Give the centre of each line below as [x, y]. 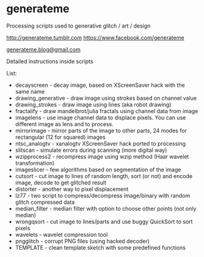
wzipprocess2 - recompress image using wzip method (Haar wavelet [102, 156]
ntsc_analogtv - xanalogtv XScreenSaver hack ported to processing [100, 143]
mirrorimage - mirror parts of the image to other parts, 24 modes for [101, 130]
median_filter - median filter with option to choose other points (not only [106, 208]
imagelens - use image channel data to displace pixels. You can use [100, 117]
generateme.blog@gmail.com [44, 49]
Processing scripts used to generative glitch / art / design [78, 26]
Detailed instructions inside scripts [50, 61]
